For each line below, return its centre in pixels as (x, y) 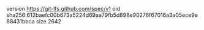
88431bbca (21, 21)
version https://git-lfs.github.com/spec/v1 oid (63, 9)
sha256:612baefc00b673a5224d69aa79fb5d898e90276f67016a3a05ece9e (102, 15)
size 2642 (48, 21)
